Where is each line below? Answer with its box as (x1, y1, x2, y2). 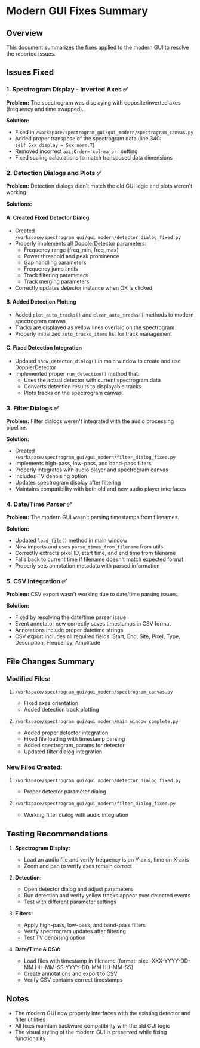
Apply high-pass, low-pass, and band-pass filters (23, 921, 146, 929)
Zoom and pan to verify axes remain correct (23, 862, 133, 870)
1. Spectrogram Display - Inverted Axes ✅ (6, 85, 128, 94)
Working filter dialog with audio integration (23, 811, 129, 819)
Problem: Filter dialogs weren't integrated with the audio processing (6, 417, 174, 425)
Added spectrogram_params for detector (23, 742, 125, 749)
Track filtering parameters (23, 272, 88, 279)
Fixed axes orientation (23, 700, 79, 707)
